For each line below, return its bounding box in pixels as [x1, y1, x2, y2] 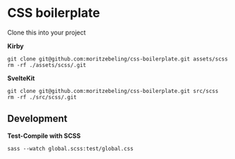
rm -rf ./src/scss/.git [7, 94, 77, 101]
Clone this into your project [7, 28, 87, 37]
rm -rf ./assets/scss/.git [7, 61, 87, 68]
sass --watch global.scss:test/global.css [7, 145, 134, 152]
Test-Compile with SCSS [7, 132, 81, 140]
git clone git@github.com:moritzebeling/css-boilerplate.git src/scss [7, 87, 219, 94]
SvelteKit [7, 74, 35, 82]
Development [7, 113, 68, 125]
